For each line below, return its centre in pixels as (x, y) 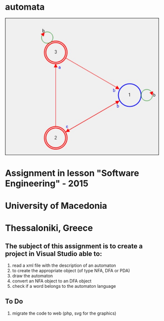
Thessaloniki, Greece (49, 228)
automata (25, 7)
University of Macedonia (56, 206)
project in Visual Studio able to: (54, 253)
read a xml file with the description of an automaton (64, 265)
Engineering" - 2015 (47, 183)
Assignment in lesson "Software (72, 173)
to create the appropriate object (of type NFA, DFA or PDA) (71, 271)
